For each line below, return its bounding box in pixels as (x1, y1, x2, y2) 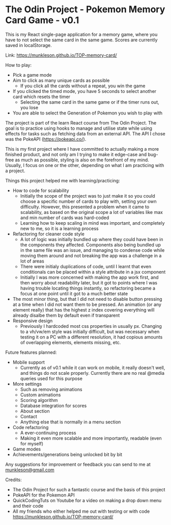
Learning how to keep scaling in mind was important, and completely (20, 220, 165, 226)
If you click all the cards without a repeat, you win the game (20, 83, 146, 89)
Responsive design (12, 318, 53, 324)
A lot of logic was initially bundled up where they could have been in (20, 236, 163, 242)
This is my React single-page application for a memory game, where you (5, 31, 158, 37)
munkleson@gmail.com (5, 466, 54, 473)
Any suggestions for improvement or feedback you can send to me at (5, 461, 151, 467)
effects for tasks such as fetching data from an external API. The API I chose (5, 130, 165, 136)
